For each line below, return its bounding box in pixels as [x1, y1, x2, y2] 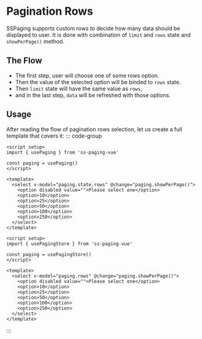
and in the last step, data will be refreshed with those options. [15, 91, 171, 99]
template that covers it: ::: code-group [6, 132, 102, 139]
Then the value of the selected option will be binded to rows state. [15, 78, 181, 85]
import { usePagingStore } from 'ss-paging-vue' [6, 241, 133, 247]
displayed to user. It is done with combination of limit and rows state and [6, 31, 191, 38]
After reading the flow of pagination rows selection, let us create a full [6, 125, 182, 133]
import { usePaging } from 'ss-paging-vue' [6, 149, 119, 155]
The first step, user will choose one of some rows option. [15, 72, 159, 79]
